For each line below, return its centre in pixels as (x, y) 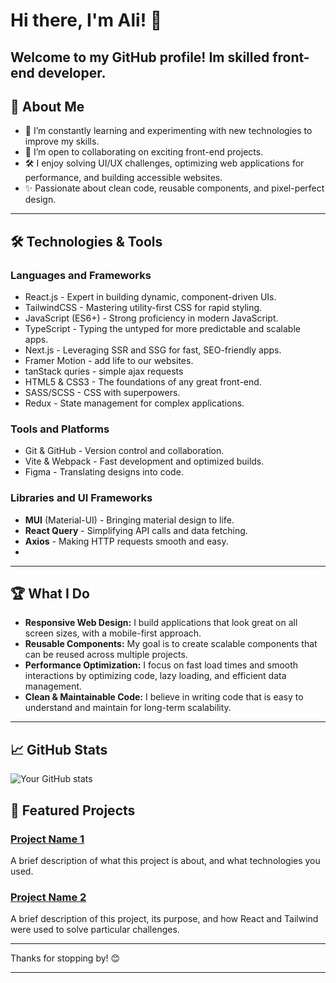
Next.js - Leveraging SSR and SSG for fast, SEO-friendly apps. (153, 350)
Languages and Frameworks (81, 275)
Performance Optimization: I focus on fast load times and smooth (161, 665)
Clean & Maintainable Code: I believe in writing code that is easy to (164, 697)
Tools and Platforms (60, 429)
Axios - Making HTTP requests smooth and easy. (126, 541)
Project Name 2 (48, 897)
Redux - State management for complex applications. (134, 403)
